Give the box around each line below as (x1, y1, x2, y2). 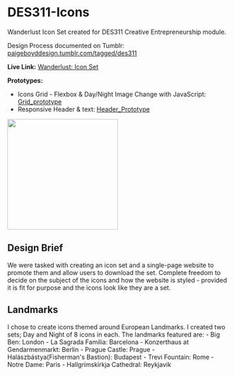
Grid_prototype (17, 97, 62, 106)
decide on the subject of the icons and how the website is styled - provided (7, 276, 228, 284)
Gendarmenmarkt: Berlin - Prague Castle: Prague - (7, 345, 156, 353)
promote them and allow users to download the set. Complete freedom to (7, 268, 221, 276)
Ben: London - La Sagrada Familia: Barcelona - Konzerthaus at (7, 337, 189, 346)
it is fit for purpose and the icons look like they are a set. (7, 283, 171, 292)
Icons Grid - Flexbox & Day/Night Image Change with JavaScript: (17, 90, 206, 98)
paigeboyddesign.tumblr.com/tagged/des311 (7, 49, 137, 57)
